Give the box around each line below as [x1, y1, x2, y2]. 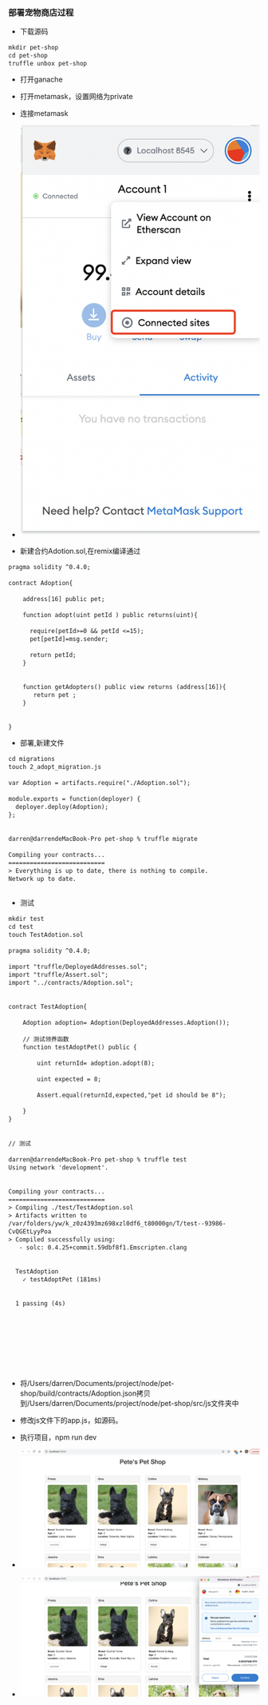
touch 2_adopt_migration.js [8, 763, 102, 771]
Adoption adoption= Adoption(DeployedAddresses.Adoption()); [22, 1019, 230, 1027]
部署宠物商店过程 [8, 6, 74, 18]
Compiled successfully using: [15, 1236, 116, 1244]
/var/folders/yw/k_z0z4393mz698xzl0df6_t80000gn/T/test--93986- [8, 1220, 227, 1228]
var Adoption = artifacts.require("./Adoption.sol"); [8, 779, 191, 787]
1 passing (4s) [15, 1300, 66, 1308]
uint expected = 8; [37, 1075, 102, 1084]
